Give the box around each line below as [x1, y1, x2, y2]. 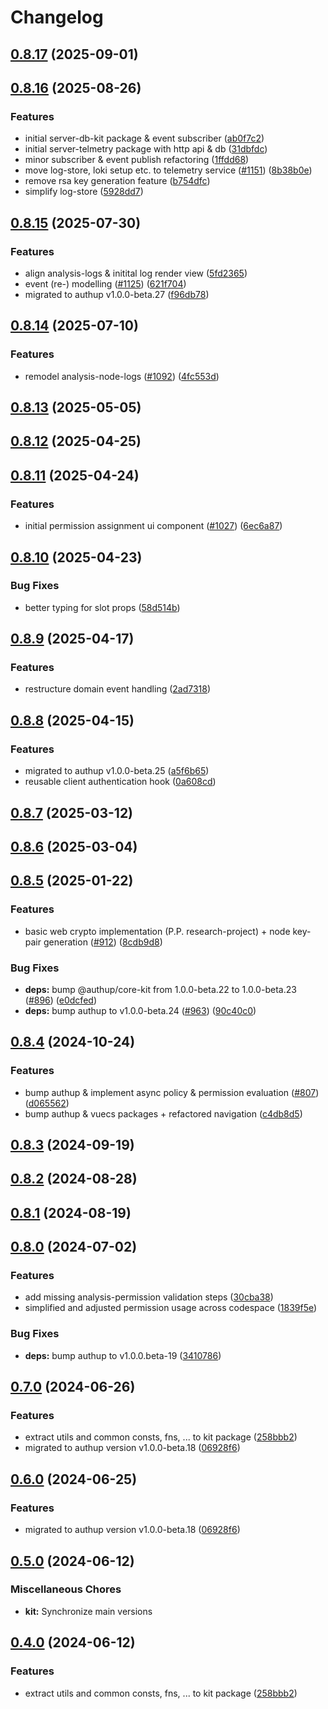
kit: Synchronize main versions [24, 1605, 153, 1617]
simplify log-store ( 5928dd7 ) [24, 186, 144, 198]
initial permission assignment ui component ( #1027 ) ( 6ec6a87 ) [24, 520, 283, 532]
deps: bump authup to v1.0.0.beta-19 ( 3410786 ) [24, 1349, 222, 1361]
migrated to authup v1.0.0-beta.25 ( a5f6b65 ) [24, 765, 210, 777]
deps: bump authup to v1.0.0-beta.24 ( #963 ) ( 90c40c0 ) [24, 1004, 257, 1016]
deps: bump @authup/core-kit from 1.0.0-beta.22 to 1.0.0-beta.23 [24, 983, 297, 995]
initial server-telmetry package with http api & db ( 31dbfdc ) [24, 143, 268, 155]
